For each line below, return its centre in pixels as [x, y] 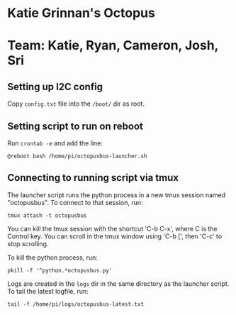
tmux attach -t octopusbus [47, 215]
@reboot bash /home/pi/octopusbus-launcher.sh [77, 156]
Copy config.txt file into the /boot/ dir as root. [76, 104]
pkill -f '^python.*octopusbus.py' [60, 270]
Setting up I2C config [55, 87]
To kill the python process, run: [52, 258]
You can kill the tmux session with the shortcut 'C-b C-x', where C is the [112, 228]
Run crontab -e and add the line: [55, 143]
